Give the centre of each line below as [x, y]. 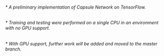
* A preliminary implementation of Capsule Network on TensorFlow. [76, 7]
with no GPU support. [28, 28]
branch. [13, 49]
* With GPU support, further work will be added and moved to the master [81, 43]
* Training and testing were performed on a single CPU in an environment [82, 23]
